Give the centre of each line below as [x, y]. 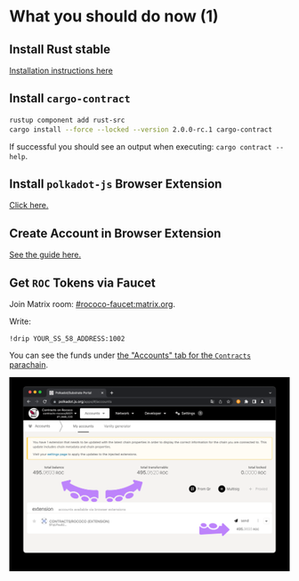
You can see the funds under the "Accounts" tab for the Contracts [130, 355]
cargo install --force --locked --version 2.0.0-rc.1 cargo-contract [141, 129]
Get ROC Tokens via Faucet [82, 282]
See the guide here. [45, 254]
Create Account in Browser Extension [115, 233]
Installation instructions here [61, 70]
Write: [20, 321]
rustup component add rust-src [67, 120]
